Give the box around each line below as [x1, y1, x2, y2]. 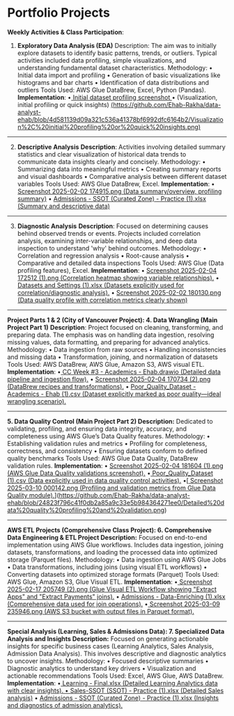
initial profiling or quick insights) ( [17, 100, 114, 109]
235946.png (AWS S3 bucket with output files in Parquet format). [7, 607, 195, 615]
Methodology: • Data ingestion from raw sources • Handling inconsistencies [7, 345, 226, 353]
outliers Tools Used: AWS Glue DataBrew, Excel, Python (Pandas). [17, 86, 207, 94]
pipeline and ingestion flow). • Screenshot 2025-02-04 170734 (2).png [7, 374, 211, 383]
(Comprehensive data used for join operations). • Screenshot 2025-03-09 [7, 600, 221, 608]
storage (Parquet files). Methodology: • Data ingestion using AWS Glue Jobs [7, 555, 226, 564]
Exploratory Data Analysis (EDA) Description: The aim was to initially [17, 41, 217, 49]
